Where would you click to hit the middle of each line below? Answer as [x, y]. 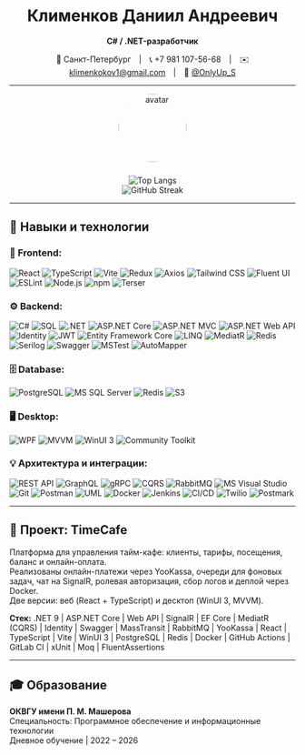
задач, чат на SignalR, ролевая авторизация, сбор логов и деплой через [149, 581]
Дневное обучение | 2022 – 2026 [74, 740]
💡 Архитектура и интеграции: [79, 463]
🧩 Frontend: [35, 253]
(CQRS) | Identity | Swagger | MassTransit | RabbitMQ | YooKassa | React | [148, 628]
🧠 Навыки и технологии [79, 227]
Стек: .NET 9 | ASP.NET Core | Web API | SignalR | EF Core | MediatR [139, 618]
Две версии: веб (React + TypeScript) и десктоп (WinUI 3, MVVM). [137, 600]
